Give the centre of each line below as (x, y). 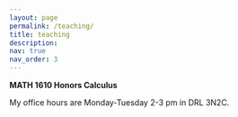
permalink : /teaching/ (52, 26)
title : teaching (40, 34)
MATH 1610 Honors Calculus (64, 85)
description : (34, 43)
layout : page (34, 18)
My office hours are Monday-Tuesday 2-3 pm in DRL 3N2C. (119, 103)
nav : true (28, 51)
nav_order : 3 (34, 59)
